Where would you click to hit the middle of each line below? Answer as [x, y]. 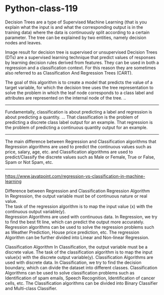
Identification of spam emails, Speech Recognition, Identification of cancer [80, 278]
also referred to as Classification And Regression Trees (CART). [69, 73]
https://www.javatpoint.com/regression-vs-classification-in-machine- [75, 176]
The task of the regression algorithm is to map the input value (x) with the [79, 206]
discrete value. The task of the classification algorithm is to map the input [79, 252]
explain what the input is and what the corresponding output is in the [74, 27]
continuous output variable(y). [35, 211]
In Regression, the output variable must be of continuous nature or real [76, 196]
